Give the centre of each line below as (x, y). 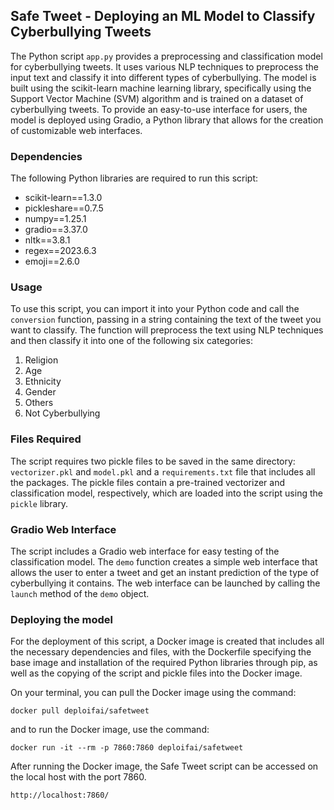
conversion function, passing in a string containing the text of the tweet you (166, 320)
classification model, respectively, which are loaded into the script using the (166, 493)
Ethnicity (43, 381)
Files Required (46, 439)
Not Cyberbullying (62, 413)
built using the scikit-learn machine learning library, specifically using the (161, 88)
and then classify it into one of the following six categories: (131, 341)
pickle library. (39, 503)
